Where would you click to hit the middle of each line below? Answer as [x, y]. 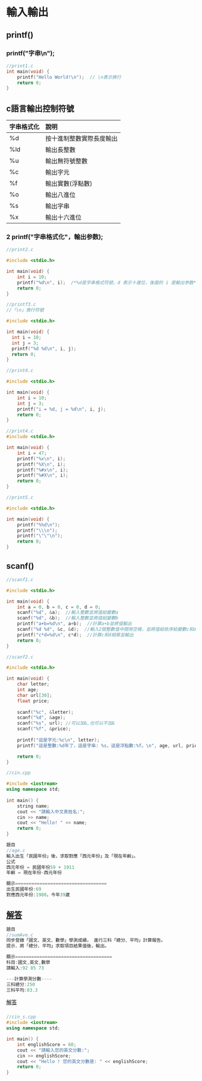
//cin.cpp [19, 773]
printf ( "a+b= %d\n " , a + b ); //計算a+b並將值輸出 [75, 624]
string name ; [33, 806]
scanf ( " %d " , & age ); [41, 718]
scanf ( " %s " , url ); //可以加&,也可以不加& [66, 723]
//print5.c [20, 498]
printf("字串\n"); [31, 53]
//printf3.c [21, 305]
